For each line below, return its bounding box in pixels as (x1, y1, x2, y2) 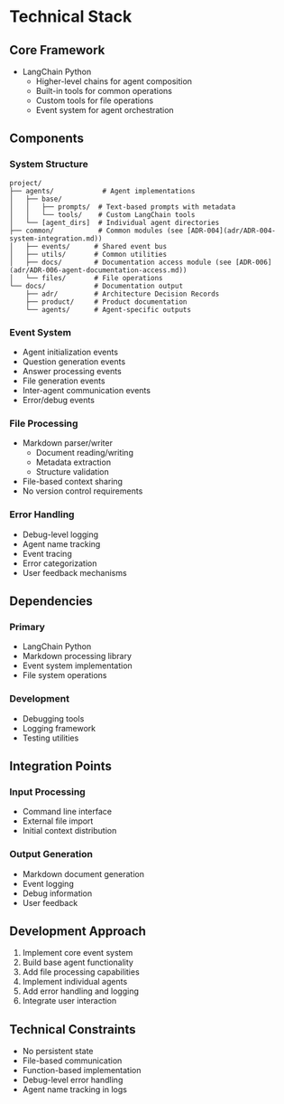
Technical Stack (9, 6, 133, 27)
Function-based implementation (22, 1065, 142, 1076)
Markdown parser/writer (22, 438, 113, 448)
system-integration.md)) (9, 233, 103, 243)
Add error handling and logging (22, 986, 140, 996)
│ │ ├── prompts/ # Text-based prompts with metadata (9, 202, 236, 212)
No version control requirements (22, 486, 143, 496)
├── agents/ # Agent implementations (9, 186, 196, 195)
